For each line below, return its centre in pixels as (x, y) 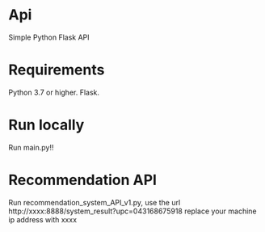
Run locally (46, 125)
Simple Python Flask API (49, 37)
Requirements (57, 70)
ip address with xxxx (43, 219)
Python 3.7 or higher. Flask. (54, 92)
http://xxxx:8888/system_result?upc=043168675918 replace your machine (132, 211)
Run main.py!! (31, 147)
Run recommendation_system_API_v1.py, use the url (95, 202)
